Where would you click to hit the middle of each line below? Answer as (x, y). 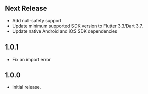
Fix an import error (31, 59)
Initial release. (26, 87)
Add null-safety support (37, 20)
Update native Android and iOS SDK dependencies (65, 31)
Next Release (26, 8)
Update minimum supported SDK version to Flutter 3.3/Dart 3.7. (78, 26)
